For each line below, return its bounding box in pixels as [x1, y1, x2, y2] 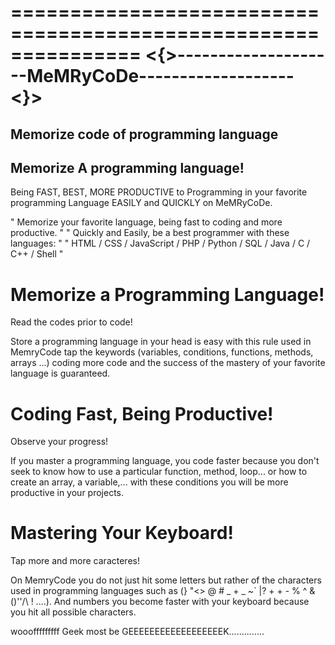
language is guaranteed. [10, 367, 111, 380]
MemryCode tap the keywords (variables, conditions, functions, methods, [10, 346, 314, 358]
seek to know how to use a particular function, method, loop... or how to [10, 466, 308, 478]
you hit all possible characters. [10, 606, 137, 618]
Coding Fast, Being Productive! [10, 402, 274, 425]
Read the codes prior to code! [10, 316, 133, 328]
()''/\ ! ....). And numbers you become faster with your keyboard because [10, 596, 310, 608]
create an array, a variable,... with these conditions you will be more [10, 476, 289, 488]
